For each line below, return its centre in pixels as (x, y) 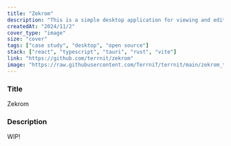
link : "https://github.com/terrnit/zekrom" (70, 59)
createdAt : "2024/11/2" (41, 26)
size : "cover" (27, 39)
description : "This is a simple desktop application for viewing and (109, 20)
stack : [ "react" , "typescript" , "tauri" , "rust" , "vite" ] (92, 52)
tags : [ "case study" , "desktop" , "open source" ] (78, 45)
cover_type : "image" (37, 33)
